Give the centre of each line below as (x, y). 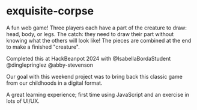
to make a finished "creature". (43, 47)
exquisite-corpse (50, 11)
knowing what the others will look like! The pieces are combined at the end (99, 40)
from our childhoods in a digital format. (54, 83)
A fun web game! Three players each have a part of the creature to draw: (97, 28)
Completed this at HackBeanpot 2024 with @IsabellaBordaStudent (89, 58)
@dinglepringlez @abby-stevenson (50, 65)
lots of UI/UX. (23, 101)
